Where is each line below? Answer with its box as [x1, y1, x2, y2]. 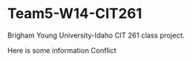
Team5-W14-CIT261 [7, 5, 142, 23]
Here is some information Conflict [7, 45, 117, 55]
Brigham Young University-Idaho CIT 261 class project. [7, 30, 186, 40]
